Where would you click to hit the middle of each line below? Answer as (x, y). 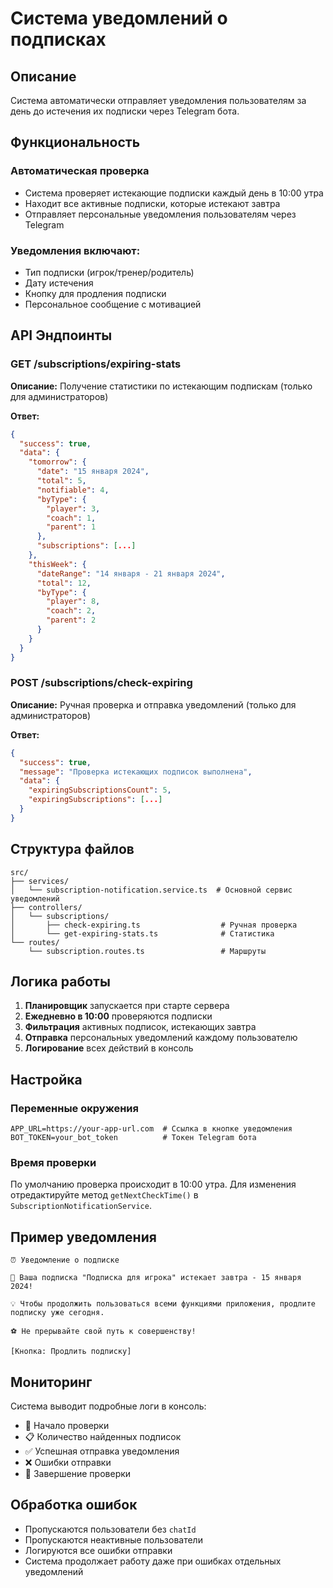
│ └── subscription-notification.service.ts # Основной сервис (151, 890)
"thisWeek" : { (57, 564)
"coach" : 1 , (71, 518)
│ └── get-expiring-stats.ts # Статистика (142, 933)
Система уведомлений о (119, 18)
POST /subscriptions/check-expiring (101, 683)
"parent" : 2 (71, 620)
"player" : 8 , (73, 602)
